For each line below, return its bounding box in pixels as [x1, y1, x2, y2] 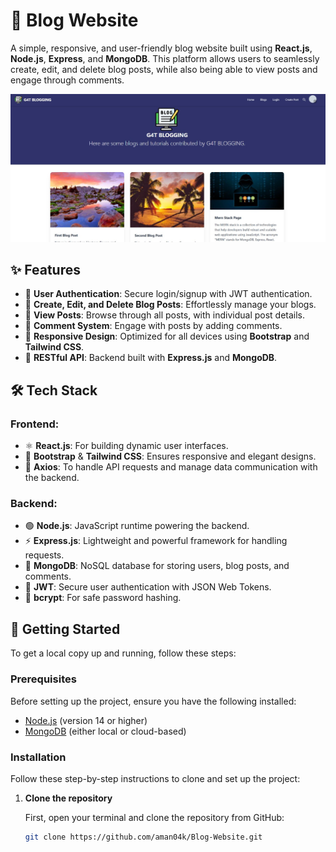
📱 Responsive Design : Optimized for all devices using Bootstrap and [24, 330, 310, 343]
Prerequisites [10, 672, 77, 686]
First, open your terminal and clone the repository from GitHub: [24, 811, 285, 823]
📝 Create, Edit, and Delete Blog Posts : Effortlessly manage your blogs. [24, 299, 317, 311]
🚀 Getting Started [10, 620, 121, 638]
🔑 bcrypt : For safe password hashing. [24, 592, 182, 604]
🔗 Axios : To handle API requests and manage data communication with [24, 461, 318, 473]
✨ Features [10, 262, 81, 279]
